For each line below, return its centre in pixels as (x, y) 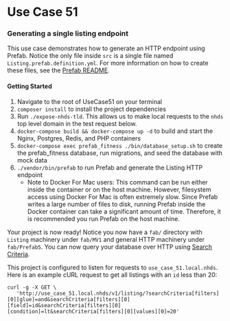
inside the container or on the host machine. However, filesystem (119, 189)
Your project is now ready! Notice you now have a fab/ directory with (105, 232)
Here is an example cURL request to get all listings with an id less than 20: (112, 275)
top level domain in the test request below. (77, 123)
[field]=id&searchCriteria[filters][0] (64, 305)
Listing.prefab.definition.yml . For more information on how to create (108, 63)
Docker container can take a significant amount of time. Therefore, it (124, 211)
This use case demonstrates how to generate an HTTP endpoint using (106, 48)
